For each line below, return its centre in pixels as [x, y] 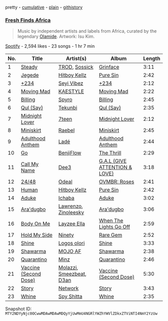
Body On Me [35, 224]
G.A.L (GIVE [112, 161]
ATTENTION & [115, 168]
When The [111, 221]
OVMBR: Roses [116, 182]
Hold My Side [36, 235]
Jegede [30, 75]
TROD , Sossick [76, 67]
